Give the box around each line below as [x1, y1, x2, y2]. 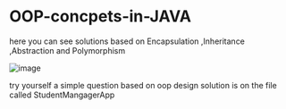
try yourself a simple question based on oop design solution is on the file [9, 80, 277, 90]
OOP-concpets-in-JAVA [9, 6, 192, 27]
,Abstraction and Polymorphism [9, 45, 126, 55]
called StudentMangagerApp [9, 89, 115, 100]
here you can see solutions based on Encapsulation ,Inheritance [9, 36, 246, 46]
